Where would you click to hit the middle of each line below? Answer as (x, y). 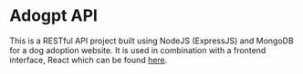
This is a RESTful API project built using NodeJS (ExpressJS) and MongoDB (151, 41)
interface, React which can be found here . (89, 60)
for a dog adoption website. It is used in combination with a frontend (138, 50)
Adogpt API (54, 16)
